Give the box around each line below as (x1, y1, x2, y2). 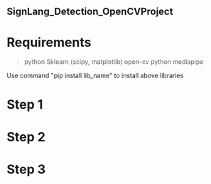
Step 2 (6, 129, 45, 145)
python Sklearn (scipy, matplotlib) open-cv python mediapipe (23, 58, 204, 66)
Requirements (6, 34, 92, 50)
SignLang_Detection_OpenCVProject (6, 6, 173, 18)
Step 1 (6, 96, 43, 112)
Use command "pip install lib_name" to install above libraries (6, 71, 184, 80)
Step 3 (6, 161, 46, 177)
